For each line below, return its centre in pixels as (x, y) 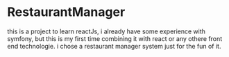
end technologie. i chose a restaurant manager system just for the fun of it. (114, 46)
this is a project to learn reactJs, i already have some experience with (107, 31)
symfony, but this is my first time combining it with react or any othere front (115, 38)
